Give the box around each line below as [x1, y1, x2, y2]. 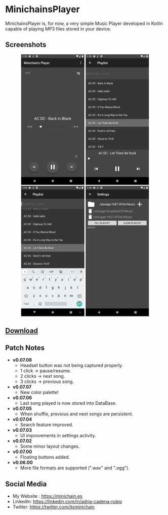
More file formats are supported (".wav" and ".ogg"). [20, 465, 130, 471]
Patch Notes [5, 344, 45, 352]
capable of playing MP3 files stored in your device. [5, 25, 111, 31]
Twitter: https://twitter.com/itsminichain [12, 504, 95, 510]
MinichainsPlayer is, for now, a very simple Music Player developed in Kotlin [5, 20, 163, 26]
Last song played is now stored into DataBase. [20, 400, 117, 406]
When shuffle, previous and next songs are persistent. [20, 411, 133, 417]
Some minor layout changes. [20, 443, 80, 449]
